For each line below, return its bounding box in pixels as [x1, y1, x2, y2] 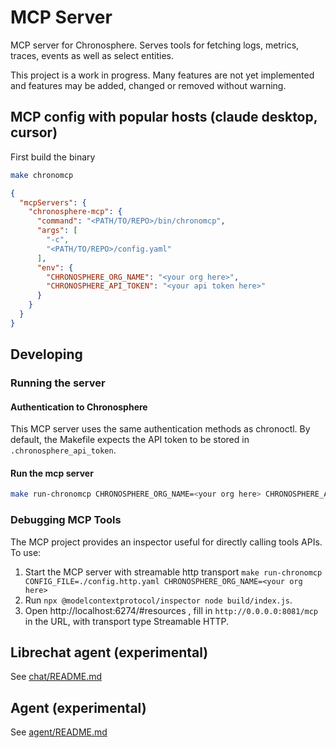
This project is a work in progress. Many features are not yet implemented [10, 69, 315, 81]
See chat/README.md [10, 671, 103, 683]
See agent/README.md [10, 726, 108, 738]
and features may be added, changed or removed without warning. [10, 79, 287, 91]
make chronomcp [10, 170, 74, 180]
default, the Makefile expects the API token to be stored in [10, 434, 250, 446]
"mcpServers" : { [19, 197, 87, 208]
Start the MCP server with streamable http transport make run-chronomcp [24, 566, 323, 578]
